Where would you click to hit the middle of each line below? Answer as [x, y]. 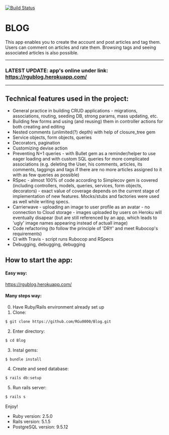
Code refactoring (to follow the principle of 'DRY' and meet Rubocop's [85, 229]
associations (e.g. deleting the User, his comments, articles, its [77, 164]
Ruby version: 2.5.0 [32, 416]
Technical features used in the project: [67, 98]
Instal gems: [25, 350]
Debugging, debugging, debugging [49, 245]
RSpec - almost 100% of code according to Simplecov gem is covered [85, 180]
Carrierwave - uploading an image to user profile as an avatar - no [81, 207]
